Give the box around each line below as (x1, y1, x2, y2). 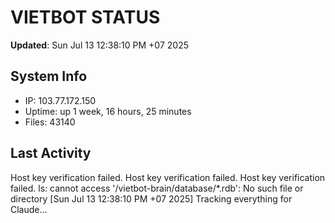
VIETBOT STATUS (10, 6, 161, 29)
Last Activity (10, 145, 92, 162)
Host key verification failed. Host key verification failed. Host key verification (10, 171, 326, 183)
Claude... (10, 203, 48, 215)
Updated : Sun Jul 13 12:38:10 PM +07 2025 (10, 39, 189, 51)
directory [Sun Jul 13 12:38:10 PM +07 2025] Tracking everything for (10, 192, 293, 205)
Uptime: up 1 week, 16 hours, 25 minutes (24, 105, 192, 117)
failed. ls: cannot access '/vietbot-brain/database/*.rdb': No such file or (10, 182, 304, 194)
